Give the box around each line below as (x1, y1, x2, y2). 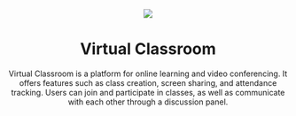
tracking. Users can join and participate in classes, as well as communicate (11, 87, 285, 97)
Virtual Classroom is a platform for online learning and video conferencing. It (8, 68, 288, 79)
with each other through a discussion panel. (67, 97, 229, 107)
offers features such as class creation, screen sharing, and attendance (19, 77, 277, 88)
